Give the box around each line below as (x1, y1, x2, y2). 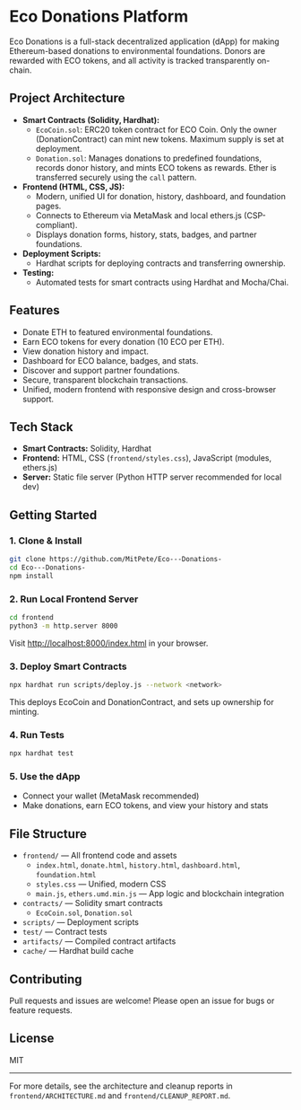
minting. (9, 706, 39, 717)
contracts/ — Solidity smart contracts (21, 898, 163, 909)
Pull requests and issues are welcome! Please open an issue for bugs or (9, 995, 275, 1006)
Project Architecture (9, 91, 125, 106)
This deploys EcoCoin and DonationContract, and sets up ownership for (9, 696, 275, 707)
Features (9, 303, 60, 318)
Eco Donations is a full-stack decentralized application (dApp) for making (9, 36, 279, 47)
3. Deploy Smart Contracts (9, 660, 127, 673)
